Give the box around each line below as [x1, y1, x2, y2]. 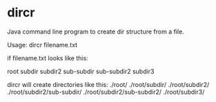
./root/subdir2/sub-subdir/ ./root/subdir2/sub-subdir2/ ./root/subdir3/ [7, 88, 205, 96]
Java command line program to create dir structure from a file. [7, 27, 184, 36]
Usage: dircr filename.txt [7, 40, 78, 49]
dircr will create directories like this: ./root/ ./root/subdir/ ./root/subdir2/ [7, 80, 210, 88]
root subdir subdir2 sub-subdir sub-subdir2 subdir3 [7, 67, 155, 75]
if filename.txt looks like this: [7, 53, 88, 62]
